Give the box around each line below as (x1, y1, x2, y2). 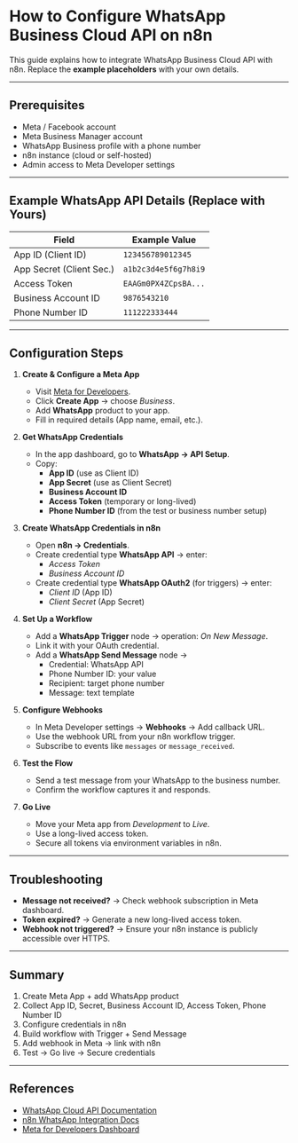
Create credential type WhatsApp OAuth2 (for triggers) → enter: (35, 578, 272, 588)
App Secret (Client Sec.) (13, 263, 115, 275)
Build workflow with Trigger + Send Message (21, 1029, 187, 1039)
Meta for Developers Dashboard (21, 1123, 140, 1134)
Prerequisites (9, 98, 85, 113)
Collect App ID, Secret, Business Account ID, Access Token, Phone (21, 1000, 267, 1011)
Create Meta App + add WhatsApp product (21, 991, 179, 1001)
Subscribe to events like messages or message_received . (35, 741, 235, 752)
